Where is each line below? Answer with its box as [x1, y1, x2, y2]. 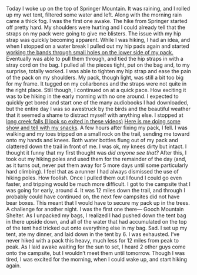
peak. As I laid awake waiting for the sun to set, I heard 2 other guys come [6, 243, 186, 250]
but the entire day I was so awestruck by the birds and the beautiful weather [6, 106, 191, 112]
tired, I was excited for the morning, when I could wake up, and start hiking [6, 256, 187, 263]
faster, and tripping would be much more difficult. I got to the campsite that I [6, 181, 191, 188]
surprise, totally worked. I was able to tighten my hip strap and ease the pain [6, 68, 192, 74]
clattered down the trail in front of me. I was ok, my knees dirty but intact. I [6, 143, 187, 150]
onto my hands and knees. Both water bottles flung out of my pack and [6, 137, 178, 143]
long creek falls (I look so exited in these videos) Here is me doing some [6, 118, 181, 125]
